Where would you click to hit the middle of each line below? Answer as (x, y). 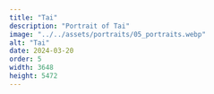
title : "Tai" (34, 17)
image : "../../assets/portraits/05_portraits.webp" (107, 34)
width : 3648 (31, 68)
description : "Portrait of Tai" (69, 26)
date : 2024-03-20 (42, 51)
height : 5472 (34, 76)
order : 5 (26, 59)
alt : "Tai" (30, 43)
